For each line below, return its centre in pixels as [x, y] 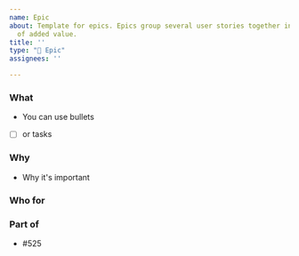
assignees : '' [36, 59]
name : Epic [29, 17]
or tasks [37, 134]
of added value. [47, 34]
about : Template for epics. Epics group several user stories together [145, 26]
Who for [27, 200]
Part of [24, 224]
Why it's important [56, 177]
